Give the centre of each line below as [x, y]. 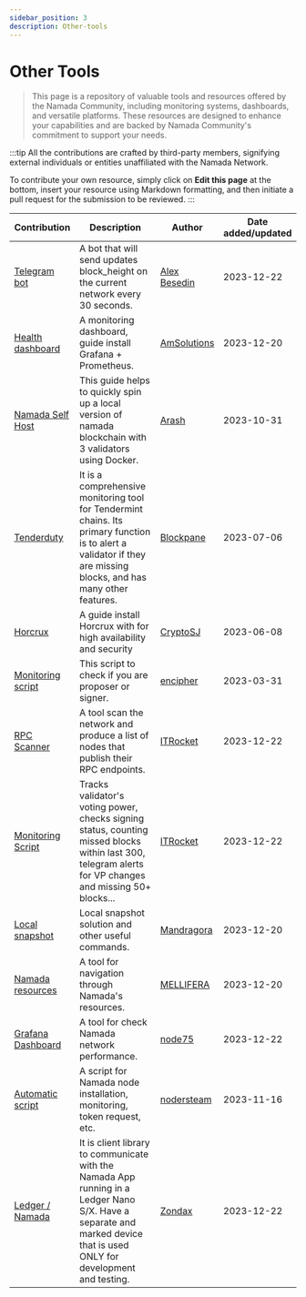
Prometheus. [106, 366]
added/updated [257, 233]
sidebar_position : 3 [49, 18]
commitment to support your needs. [99, 135]
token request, [110, 1117]
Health [28, 338]
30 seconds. [106, 306]
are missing [104, 566]
